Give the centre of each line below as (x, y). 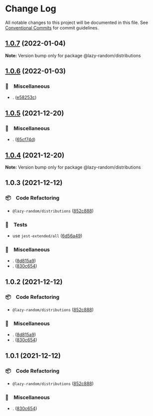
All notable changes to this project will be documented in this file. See (77, 22)
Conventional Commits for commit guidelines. (52, 27)
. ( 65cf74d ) (24, 140)
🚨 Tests (16, 224)
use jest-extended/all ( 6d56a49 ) (47, 235)
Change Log (31, 9)
